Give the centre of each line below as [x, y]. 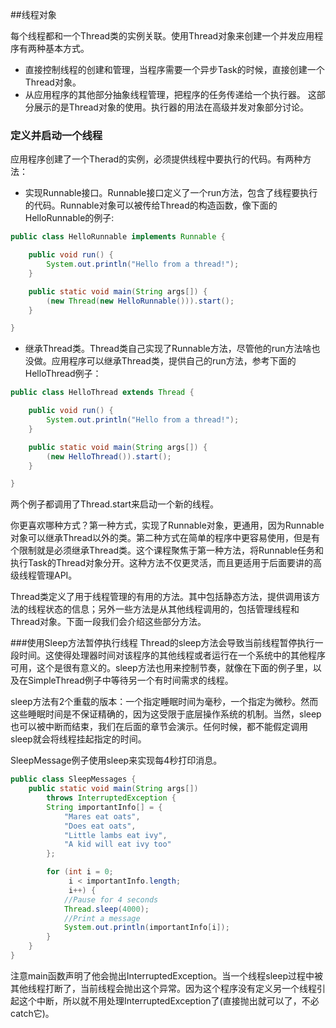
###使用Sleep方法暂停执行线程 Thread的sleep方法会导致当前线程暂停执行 [162, 643]
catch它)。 [32, 1013]
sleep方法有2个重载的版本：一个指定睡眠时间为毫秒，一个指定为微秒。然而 [164, 702]
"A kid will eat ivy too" [117, 844]
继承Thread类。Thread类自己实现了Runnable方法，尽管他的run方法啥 [168, 349]
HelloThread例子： [63, 374]
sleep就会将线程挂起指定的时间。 [78, 739]
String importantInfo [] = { [104, 807]
